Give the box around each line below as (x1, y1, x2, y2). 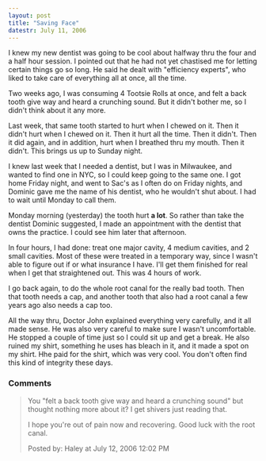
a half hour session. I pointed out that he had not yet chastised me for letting (8, 56, 257, 66)
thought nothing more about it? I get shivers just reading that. (27, 404, 228, 413)
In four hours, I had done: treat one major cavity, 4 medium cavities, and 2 (8, 243, 249, 252)
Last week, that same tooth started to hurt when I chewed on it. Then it (8, 121, 239, 131)
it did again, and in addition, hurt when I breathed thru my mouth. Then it (8, 138, 245, 148)
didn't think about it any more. (8, 106, 106, 115)
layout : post (8, 11, 51, 20)
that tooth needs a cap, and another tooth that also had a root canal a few (8, 292, 248, 302)
